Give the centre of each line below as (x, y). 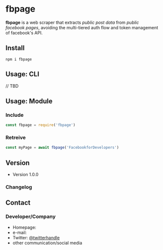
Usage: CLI (22, 74)
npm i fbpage (19, 59)
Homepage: (24, 227)
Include (15, 115)
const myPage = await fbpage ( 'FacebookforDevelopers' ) (62, 148)
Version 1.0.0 (25, 175)
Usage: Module (29, 101)
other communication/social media (47, 243)
